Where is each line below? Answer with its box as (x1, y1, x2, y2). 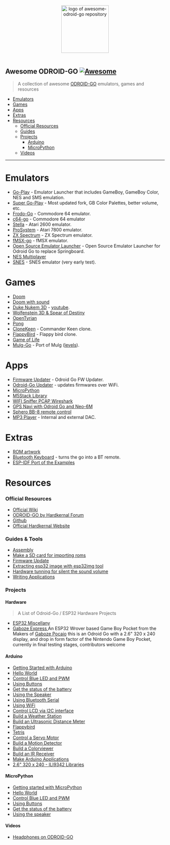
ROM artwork (12, 448, 41, 454)
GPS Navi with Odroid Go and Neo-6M (12, 403, 93, 409)
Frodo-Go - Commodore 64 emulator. (12, 210, 91, 216)
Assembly (12, 547, 34, 553)
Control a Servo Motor (12, 735, 59, 741)
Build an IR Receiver (12, 750, 55, 757)
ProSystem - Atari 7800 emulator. (12, 226, 82, 233)
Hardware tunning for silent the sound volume (12, 568, 109, 574)
